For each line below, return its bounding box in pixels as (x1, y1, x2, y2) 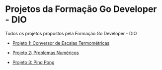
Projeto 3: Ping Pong (12, 59, 55, 65)
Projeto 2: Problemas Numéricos (12, 50, 79, 56)
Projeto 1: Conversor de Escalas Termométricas (12, 40, 110, 46)
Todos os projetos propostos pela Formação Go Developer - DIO (5, 30, 137, 36)
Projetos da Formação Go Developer (5, 3, 157, 15)
